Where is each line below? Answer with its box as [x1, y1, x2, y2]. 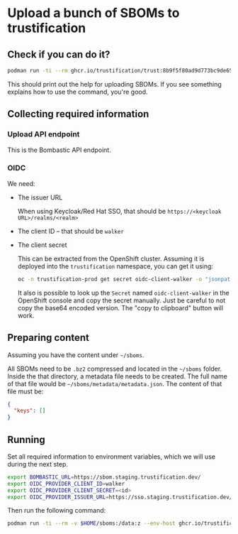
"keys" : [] [13, 407, 46, 415]
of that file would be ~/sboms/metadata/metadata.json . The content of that [7, 379, 222, 388]
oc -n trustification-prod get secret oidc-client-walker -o [17, 276, 203, 283]
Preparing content [7, 332, 90, 344]
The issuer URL [17, 193, 63, 202]
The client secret [17, 240, 67, 249]
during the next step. [7, 459, 69, 468]
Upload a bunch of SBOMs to [7, 5, 180, 21]
